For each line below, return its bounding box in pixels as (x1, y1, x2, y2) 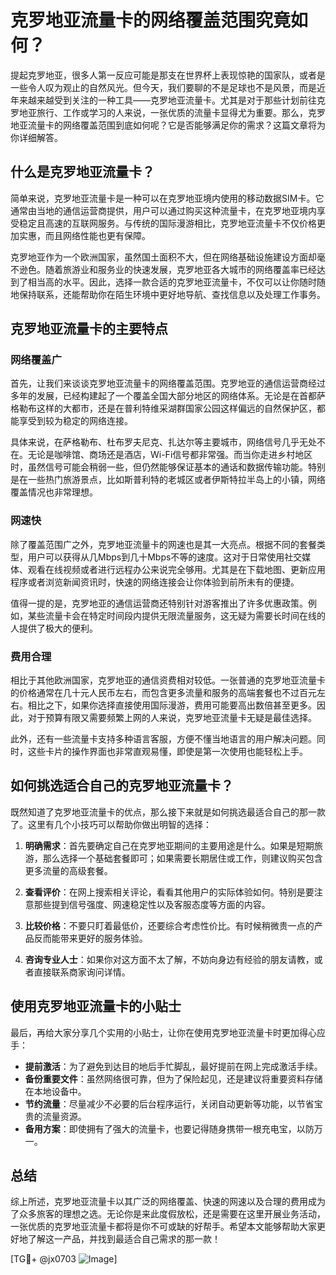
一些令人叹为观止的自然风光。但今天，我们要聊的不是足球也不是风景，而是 (10, 81, 317, 93)
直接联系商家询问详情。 (33, 966, 131, 978)
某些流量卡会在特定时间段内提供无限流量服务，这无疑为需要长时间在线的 (27, 609, 326, 621)
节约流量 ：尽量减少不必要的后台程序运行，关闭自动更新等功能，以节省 (24, 1097, 315, 1110)
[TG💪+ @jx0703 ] (10, 1253, 118, 1265)
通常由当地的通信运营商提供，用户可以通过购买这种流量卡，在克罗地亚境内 (10, 204, 317, 216)
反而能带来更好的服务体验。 (33, 932, 148, 944)
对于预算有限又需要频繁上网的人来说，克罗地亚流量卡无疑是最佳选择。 (27, 712, 317, 724)
